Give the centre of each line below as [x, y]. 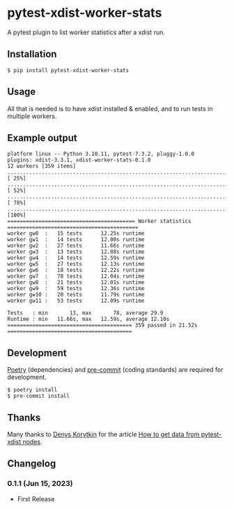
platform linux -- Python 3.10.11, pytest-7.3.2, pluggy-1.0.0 [101, 154]
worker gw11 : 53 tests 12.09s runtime [76, 301]
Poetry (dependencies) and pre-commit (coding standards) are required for [116, 370]
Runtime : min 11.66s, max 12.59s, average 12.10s [88, 320]
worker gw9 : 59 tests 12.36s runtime [76, 289]
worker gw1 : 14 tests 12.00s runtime [76, 240]
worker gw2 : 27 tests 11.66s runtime [76, 246]
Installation [32, 54]
